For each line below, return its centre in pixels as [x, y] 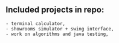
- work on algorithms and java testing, [57, 34]
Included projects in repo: [55, 10]
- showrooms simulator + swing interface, [60, 29]
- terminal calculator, [36, 23]
